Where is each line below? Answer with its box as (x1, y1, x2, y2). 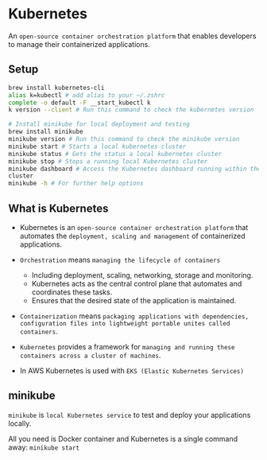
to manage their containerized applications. (8, 39, 151, 49)
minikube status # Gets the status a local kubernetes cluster (8, 150, 222, 158)
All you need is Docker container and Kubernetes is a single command (8, 434, 238, 443)
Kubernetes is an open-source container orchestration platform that (19, 222, 249, 232)
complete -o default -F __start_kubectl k (8, 99, 151, 107)
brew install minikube (8, 128, 83, 136)
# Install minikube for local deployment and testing (8, 120, 191, 128)
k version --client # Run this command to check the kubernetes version (8, 106, 254, 114)
